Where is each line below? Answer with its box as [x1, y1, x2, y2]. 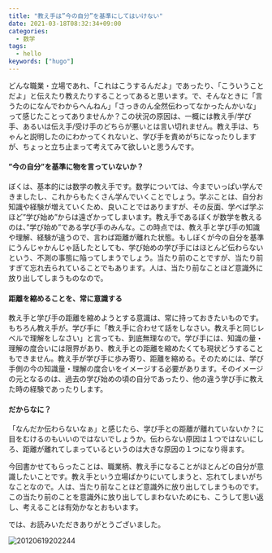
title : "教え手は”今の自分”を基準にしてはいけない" [8, 11, 164, 20]
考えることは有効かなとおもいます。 [22, 503, 143, 512]
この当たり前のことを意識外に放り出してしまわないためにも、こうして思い [8, 492, 257, 502]
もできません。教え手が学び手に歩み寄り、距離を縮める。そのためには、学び [8, 353, 264, 363]
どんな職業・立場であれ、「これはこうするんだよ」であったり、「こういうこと [8, 81, 265, 90]
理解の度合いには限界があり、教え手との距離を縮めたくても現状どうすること [8, 344, 264, 353]
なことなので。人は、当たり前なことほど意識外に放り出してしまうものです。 [8, 482, 264, 492]
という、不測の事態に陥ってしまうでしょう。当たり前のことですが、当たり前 [8, 253, 264, 263]
